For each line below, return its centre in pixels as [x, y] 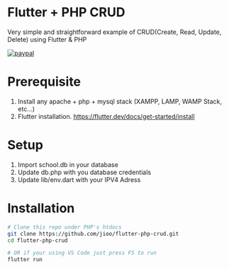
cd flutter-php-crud [38, 240]
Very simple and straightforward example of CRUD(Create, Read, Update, [114, 32]
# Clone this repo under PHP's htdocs [65, 227]
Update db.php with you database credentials [84, 172]
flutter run [25, 260]
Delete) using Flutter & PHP [47, 39]
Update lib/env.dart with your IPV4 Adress [79, 179]
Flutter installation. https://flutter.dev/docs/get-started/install [106, 116]
